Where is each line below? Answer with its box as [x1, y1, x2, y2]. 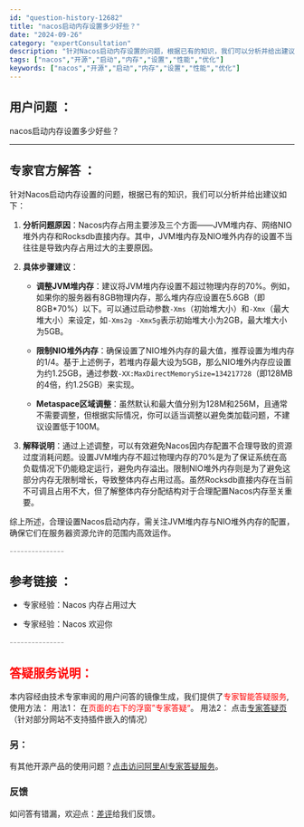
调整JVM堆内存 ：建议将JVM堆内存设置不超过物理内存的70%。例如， [35, 280, 295, 291]
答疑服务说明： [9, 665, 93, 680]
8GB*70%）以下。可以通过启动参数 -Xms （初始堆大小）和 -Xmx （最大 [35, 303, 290, 313]
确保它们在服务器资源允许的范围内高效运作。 [9, 527, 176, 538]
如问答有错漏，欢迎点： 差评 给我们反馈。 [9, 808, 160, 819]
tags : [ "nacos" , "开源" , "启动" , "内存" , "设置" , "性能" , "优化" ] [9, 55, 224, 64]
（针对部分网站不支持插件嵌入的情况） [9, 714, 152, 725]
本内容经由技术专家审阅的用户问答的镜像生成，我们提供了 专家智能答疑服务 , [9, 691, 290, 702]
